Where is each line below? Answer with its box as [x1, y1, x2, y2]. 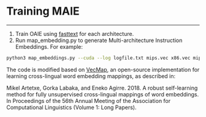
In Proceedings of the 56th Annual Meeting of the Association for [6, 97, 171, 104]
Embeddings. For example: [15, 43, 83, 50]
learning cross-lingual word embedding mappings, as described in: [6, 72, 176, 80]
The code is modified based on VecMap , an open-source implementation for [6, 66, 200, 73]
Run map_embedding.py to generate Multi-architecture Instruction [15, 37, 183, 44]
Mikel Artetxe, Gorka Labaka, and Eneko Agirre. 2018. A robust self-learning [6, 84, 198, 91]
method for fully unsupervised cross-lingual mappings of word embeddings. [6, 90, 199, 98]
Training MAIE [6, 4, 80, 18]
